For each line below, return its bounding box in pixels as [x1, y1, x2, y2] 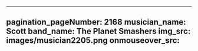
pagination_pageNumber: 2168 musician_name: [6, 17, 187, 27]
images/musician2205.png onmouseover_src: [6, 36, 180, 46]
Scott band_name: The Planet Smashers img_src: [6, 26, 191, 36]
